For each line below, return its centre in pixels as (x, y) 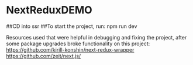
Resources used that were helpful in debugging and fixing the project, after (96, 37)
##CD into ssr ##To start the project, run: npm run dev (72, 26)
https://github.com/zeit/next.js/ (44, 56)
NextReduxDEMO (49, 10)
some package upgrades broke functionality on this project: (78, 44)
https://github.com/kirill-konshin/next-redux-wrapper (70, 49)
